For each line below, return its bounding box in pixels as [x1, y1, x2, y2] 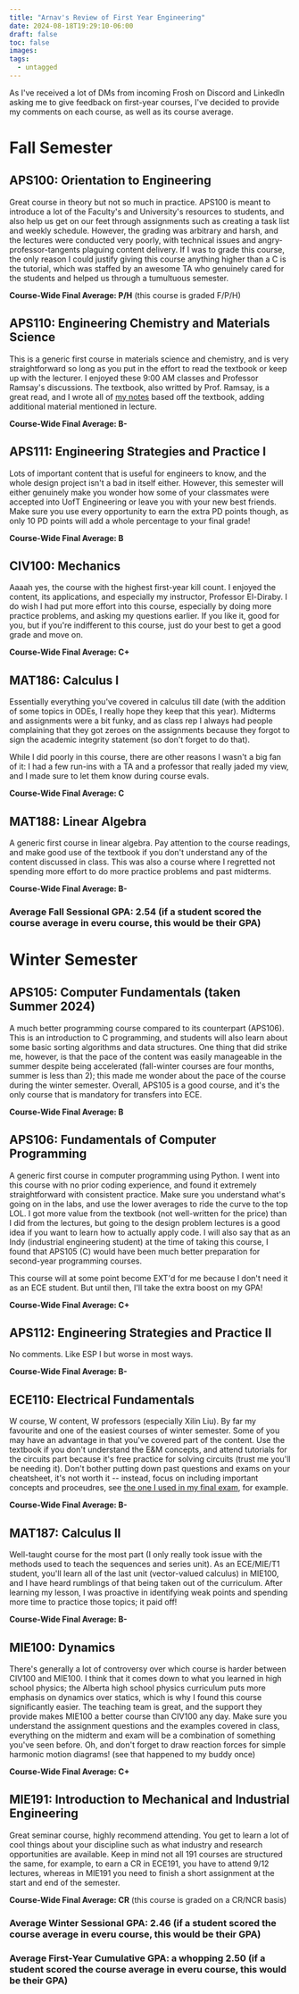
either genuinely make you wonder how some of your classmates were [9, 487, 270, 497]
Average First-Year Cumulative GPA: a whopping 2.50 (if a [9, 1952, 266, 1965]
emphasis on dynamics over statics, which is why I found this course [9, 1691, 262, 1702]
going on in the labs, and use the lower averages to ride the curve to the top [9, 1198, 288, 1209]
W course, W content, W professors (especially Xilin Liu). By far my [9, 1416, 257, 1427]
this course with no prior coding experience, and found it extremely [9, 1180, 257, 1190]
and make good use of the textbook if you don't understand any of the [9, 847, 268, 857]
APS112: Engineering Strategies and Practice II [9, 1325, 272, 1340]
